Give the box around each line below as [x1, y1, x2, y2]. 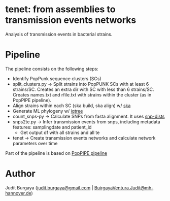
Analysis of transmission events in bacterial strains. [5, 31, 113, 37]
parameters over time [12, 140, 58, 146]
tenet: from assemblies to [5, 4, 116, 15]
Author [5, 168, 36, 180]
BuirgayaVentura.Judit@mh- [94, 184, 154, 191]
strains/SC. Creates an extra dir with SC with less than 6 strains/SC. [12, 86, 154, 92]
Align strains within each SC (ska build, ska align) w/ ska [12, 103, 131, 109]
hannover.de [5, 190, 31, 196]
